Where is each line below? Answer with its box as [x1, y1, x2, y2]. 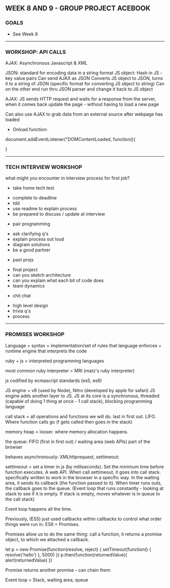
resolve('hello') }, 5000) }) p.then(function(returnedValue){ [5, 551, 127, 557]
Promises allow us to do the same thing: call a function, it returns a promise [5, 531, 162, 537]
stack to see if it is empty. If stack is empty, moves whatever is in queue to [5, 490, 160, 496]
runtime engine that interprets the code [5, 348, 87, 354]
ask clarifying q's [12, 231, 49, 237]
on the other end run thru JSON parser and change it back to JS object [5, 86, 153, 92]
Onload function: [12, 126, 48, 132]
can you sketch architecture [12, 272, 71, 278]
